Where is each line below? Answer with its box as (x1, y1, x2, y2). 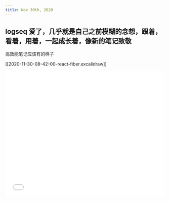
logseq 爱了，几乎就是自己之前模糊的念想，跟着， (5, 27, 162, 36)
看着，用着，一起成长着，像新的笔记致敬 (5, 37, 132, 45)
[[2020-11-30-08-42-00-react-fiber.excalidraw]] (5, 61, 107, 67)
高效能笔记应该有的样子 (5, 51, 54, 57)
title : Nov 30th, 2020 (5, 7, 53, 13)
